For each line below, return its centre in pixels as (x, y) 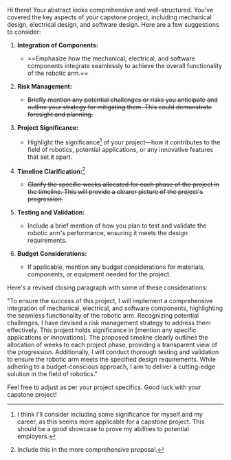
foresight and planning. (60, 114)
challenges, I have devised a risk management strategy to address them (109, 323)
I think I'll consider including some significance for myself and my (110, 415)
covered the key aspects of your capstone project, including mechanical (109, 17)
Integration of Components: (57, 45)
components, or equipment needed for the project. (99, 274)
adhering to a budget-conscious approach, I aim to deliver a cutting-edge (111, 366)
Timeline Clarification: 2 (51, 171)
